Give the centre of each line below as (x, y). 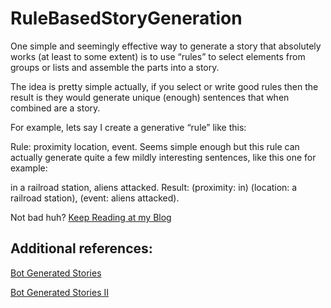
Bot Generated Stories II (59, 292)
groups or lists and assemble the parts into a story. (115, 67)
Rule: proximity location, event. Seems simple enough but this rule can (155, 146)
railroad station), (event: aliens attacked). (95, 198)
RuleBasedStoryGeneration (126, 18)
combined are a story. (55, 108)
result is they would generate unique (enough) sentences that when (150, 97)
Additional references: (81, 248)
